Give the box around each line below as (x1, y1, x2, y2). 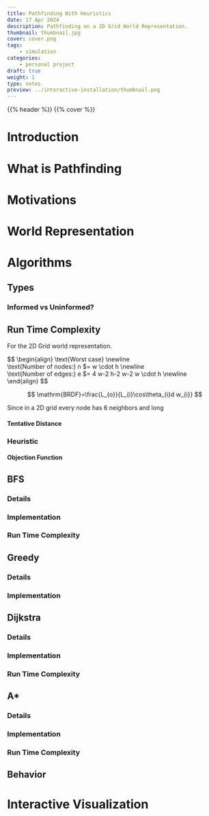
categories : (7, 55, 41, 62)
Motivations (7, 192, 76, 208)
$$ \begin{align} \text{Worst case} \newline (7, 355, 130, 363)
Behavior (7, 769, 46, 780)
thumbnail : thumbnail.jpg (7, 29, 81, 36)
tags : (7, 42, 23, 49)
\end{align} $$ (7, 377, 48, 385)
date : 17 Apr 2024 (7, 16, 59, 23)
